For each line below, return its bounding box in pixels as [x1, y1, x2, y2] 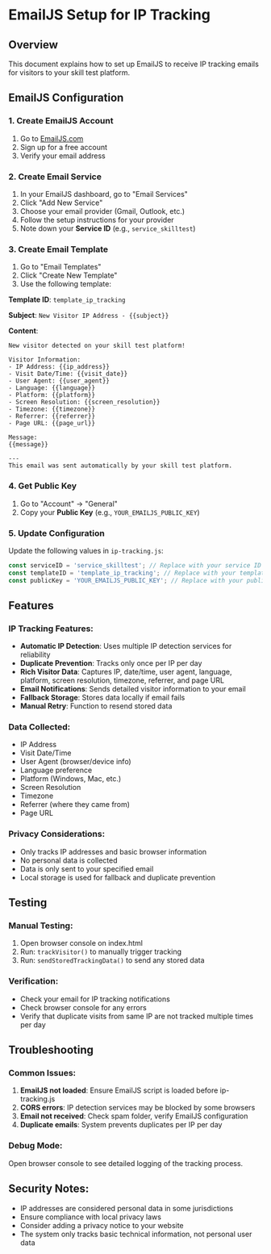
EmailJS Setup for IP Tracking [8, 6, 211, 24]
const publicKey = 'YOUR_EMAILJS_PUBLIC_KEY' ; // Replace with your [8, 576, 244, 584]
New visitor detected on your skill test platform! [8, 341, 186, 350]
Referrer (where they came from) [19, 800, 131, 809]
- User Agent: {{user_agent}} [8, 377, 110, 385]
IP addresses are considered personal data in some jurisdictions [19, 1203, 234, 1213]
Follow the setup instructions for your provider [19, 215, 175, 224]
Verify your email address [19, 151, 106, 161]
